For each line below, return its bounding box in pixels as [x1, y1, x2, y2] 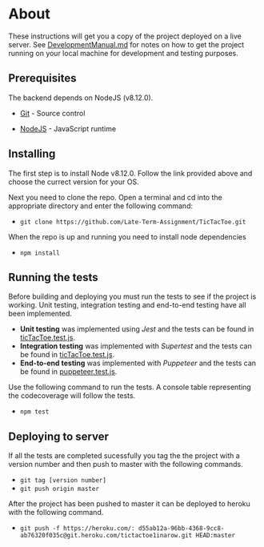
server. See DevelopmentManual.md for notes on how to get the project [8, 39, 245, 49]
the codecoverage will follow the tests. [8, 391, 136, 400]
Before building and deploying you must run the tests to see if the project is [8, 292, 257, 301]
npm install [19, 249, 60, 257]
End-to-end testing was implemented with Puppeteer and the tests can [19, 358, 257, 368]
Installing [8, 147, 56, 161]
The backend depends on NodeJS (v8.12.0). [8, 93, 154, 103]
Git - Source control [19, 108, 86, 118]
